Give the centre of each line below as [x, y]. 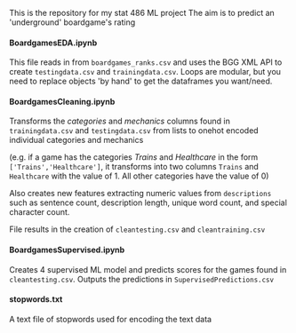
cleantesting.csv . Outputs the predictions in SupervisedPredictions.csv [141, 279]
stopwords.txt [36, 299]
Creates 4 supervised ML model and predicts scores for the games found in [148, 269]
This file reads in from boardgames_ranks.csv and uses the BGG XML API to [146, 62]
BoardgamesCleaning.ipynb [62, 101]
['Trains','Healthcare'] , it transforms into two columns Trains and [134, 167]
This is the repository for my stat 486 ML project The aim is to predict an [142, 13]
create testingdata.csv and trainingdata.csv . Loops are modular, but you [145, 72]
